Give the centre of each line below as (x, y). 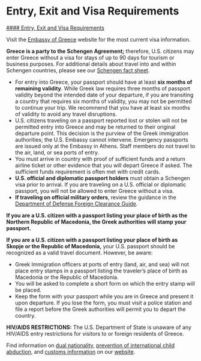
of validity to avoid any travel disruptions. (66, 114)
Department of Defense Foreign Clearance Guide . (76, 204)
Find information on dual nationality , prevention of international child (91, 345)
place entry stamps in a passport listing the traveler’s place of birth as (101, 271)
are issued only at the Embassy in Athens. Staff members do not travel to (105, 146)
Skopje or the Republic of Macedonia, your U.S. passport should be (91, 246)
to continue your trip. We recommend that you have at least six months (102, 107)
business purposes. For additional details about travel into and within (91, 64)
